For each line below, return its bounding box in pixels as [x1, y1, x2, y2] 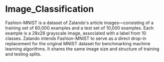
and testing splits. [5, 51, 42, 57]
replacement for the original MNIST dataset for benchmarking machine [5, 40, 151, 46]
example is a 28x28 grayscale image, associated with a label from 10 [5, 30, 147, 36]
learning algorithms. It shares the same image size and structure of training [5, 46, 160, 52]
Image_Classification [5, 3, 94, 15]
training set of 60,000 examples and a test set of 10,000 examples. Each [5, 25, 154, 31]
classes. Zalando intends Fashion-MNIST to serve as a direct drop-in [5, 35, 147, 41]
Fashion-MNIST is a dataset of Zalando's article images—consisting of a [5, 20, 154, 26]
